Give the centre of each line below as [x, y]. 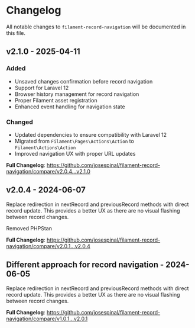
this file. [16, 33]
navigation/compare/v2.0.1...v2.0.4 [48, 246]
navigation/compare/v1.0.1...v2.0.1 [47, 319]
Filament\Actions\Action [45, 148]
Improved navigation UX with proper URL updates [75, 153]
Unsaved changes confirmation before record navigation [84, 81]
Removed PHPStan [29, 228]
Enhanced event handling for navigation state [70, 107]
